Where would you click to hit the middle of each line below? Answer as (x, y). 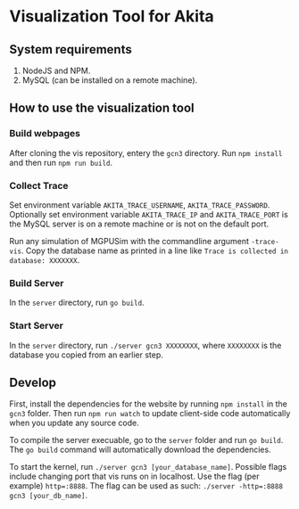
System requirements (71, 49)
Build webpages (45, 134)
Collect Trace (39, 185)
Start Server (37, 325)
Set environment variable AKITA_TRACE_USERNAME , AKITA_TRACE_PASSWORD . (140, 205)
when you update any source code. (75, 423)
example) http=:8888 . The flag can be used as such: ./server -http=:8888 (146, 486)
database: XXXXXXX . (45, 259)
